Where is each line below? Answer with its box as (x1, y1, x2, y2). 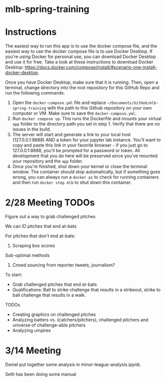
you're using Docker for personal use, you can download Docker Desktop (5, 54, 156, 60)
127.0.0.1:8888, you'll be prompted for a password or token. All (12, 148, 141, 154)
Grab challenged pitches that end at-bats (12, 281, 97, 287)
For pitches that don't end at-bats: (5, 233, 76, 239)
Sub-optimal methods (5, 252, 50, 258)
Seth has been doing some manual (5, 371, 76, 377)
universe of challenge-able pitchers (12, 322, 86, 328)
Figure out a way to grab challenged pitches (5, 214, 96, 220)
